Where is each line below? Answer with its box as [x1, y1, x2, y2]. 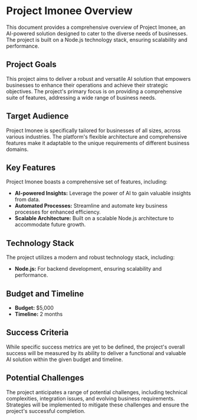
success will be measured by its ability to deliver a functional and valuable [6, 349, 186, 356]
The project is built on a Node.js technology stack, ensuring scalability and [6, 36, 188, 43]
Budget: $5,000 [14, 304, 54, 311]
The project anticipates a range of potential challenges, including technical [6, 388, 188, 396]
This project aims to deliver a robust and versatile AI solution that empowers [6, 75, 191, 82]
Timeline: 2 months [14, 311, 63, 317]
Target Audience [6, 111, 69, 122]
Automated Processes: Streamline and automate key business [14, 202, 168, 209]
